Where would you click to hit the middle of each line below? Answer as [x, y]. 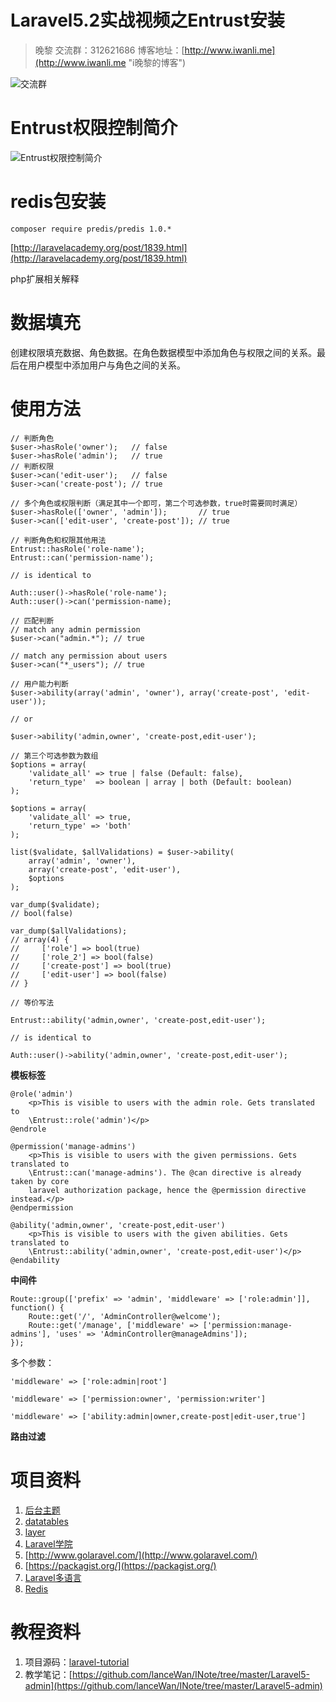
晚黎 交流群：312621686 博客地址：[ [109, 50]
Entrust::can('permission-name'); [82, 557]
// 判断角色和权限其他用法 [58, 540]
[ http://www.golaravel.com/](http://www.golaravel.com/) [141, 1555]
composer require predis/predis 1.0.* [91, 229]
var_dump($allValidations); [69, 931]
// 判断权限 [32, 466]
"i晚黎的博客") [157, 62]
